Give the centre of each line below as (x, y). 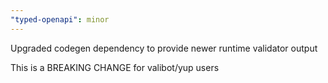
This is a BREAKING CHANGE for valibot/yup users (115, 67)
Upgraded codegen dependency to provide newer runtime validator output (164, 48)
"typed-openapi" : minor (60, 19)
